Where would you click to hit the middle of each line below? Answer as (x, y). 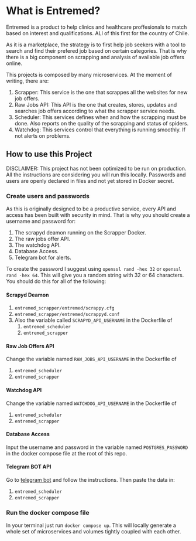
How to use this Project (49, 154)
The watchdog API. (38, 245)
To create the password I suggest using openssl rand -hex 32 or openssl (94, 269)
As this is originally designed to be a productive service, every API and (91, 209)
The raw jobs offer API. (42, 239)
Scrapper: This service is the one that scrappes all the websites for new (101, 92)
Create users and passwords (48, 196)
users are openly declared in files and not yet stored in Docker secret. (90, 181)
